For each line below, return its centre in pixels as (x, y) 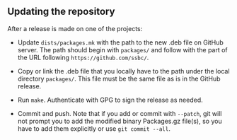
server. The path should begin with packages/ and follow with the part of (122, 49)
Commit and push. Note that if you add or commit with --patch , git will (120, 113)
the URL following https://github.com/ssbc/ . (83, 57)
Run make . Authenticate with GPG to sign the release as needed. (110, 100)
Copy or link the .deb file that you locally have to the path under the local (123, 71)
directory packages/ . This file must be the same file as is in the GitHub (119, 78)
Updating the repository (61, 12)
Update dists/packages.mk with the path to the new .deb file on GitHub (121, 42)
